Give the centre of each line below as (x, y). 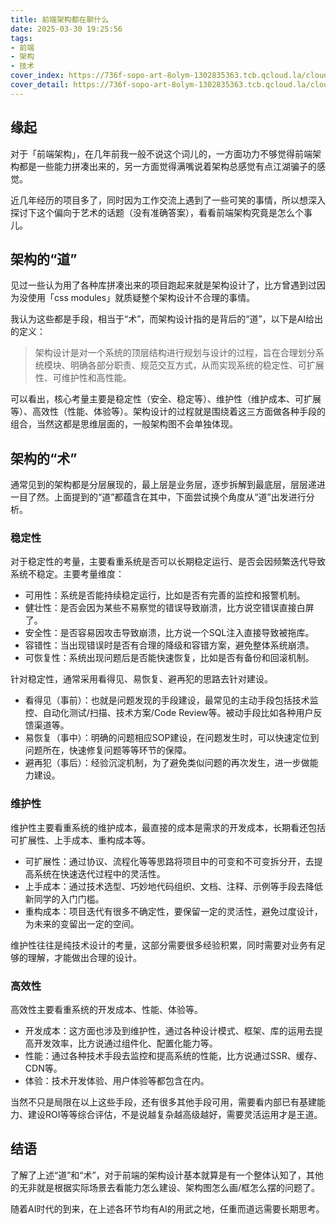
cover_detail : (40, 85)
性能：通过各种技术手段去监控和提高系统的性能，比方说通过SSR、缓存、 (173, 1056)
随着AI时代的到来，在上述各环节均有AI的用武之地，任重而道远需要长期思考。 (167, 1208)
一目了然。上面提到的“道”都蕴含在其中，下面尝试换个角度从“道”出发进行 (158, 497)
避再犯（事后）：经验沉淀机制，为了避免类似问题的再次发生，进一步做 (167, 763)
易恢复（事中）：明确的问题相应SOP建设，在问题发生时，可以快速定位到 (172, 738)
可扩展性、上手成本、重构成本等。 (80, 840)
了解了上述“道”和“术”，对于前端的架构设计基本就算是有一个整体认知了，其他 (167, 1175)
